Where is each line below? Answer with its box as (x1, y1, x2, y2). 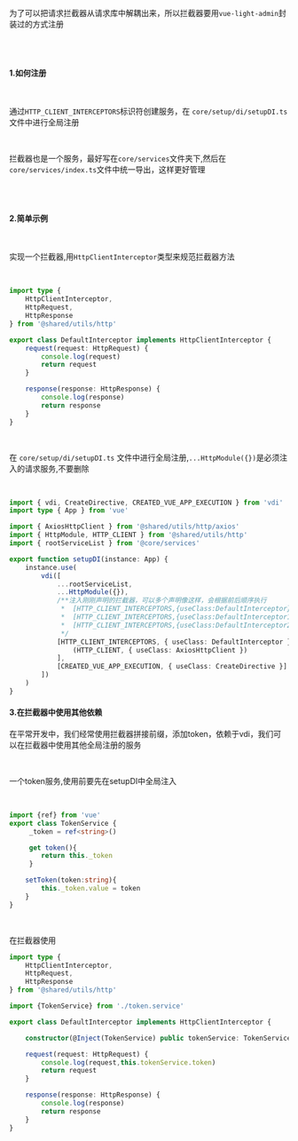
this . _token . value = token (41, 884, 141, 893)
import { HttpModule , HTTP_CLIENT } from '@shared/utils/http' (9, 531, 248, 540)
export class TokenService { (9, 819, 117, 828)
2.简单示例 (9, 212, 49, 224)
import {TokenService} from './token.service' (9, 1002, 184, 1010)
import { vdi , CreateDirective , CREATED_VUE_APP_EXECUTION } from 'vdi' (9, 498, 284, 507)
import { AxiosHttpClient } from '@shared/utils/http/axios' (9, 522, 240, 531)
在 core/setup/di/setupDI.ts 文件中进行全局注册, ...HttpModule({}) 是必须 (9, 452, 280, 463)
